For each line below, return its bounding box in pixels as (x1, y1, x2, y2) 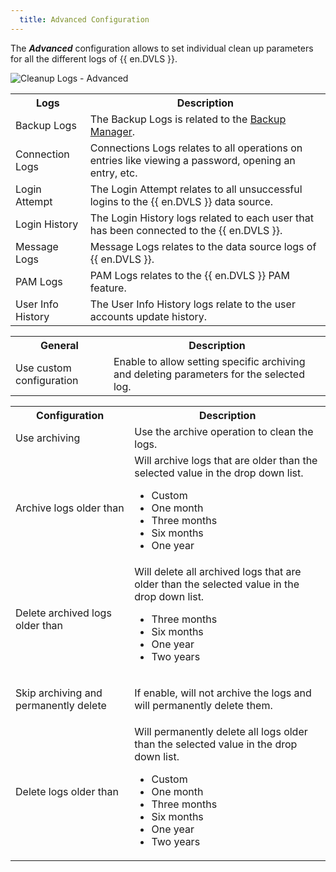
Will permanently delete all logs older (134, 724, 308, 738)
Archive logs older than (15, 501, 125, 515)
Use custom (15, 361, 72, 375)
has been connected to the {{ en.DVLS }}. (89, 223, 283, 237)
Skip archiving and (15, 686, 103, 700)
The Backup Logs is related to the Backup (89, 112, 287, 126)
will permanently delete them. (134, 698, 273, 712)
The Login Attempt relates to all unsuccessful (89, 182, 303, 196)
